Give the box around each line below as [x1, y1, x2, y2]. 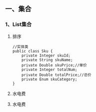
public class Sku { [12, 48, 53, 53]
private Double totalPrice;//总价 [21, 72, 92, 77]
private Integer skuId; [21, 53, 71, 58]
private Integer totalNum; [21, 67, 78, 72]
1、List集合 [5, 21, 32, 28]
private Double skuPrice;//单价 [21, 62, 87, 67]
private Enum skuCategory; [21, 76, 78, 81]
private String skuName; [21, 57, 73, 62]
